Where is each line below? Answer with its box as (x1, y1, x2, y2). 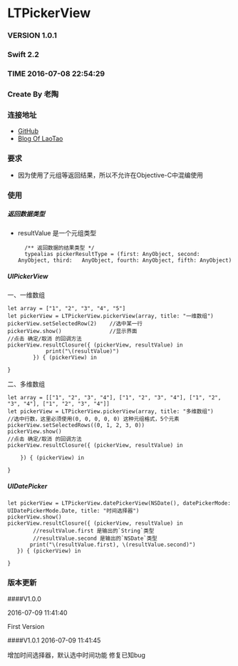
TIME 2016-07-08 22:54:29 (7, 68, 105, 78)
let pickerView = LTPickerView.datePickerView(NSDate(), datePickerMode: (7, 500, 232, 507)
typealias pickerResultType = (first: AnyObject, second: (24, 251, 200, 258)
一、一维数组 (7, 291, 45, 299)
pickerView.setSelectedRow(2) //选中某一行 (7, 320, 143, 327)
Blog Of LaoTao (17, 134, 63, 143)
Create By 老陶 (7, 89, 59, 99)
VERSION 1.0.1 (7, 31, 57, 41)
